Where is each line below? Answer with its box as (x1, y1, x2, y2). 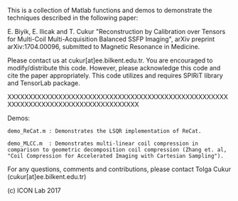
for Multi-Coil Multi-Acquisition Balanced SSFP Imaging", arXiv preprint (7, 35, 215, 43)
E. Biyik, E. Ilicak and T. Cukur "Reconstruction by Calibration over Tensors (7, 28, 226, 36)
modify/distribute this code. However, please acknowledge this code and (7, 64, 221, 72)
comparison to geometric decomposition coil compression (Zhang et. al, (7, 146, 227, 153)
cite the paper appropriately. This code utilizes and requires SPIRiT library (7, 71, 224, 80)
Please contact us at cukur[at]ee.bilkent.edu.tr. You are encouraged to (7, 56, 213, 65)
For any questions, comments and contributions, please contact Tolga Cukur (7, 165, 232, 173)
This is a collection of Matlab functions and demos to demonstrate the (7, 6, 212, 14)
